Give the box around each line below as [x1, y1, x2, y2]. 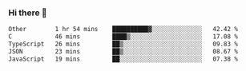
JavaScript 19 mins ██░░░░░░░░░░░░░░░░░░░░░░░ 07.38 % [8, 55, 239, 63]
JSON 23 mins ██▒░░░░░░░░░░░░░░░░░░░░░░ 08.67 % [8, 47, 239, 55]
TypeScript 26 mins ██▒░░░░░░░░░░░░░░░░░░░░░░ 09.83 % [8, 40, 239, 49]
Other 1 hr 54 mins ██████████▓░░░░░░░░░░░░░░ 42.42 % [8, 26, 239, 34]
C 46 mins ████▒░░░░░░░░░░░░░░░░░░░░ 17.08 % [8, 33, 239, 41]
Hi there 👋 [8, 7, 48, 18]
